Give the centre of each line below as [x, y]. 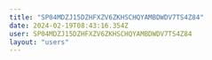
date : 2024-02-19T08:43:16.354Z [69, 26]
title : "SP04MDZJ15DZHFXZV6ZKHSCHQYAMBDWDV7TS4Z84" [106, 17]
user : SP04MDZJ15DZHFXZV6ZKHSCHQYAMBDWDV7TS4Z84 [101, 34]
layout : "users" [39, 42]
